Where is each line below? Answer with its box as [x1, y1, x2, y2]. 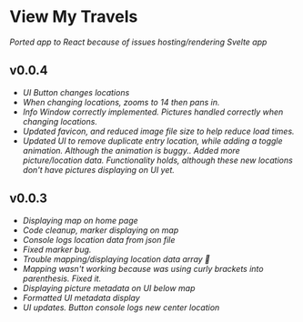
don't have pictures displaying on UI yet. [22, 164, 176, 175]
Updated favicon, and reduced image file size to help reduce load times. [22, 126, 295, 136]
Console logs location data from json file [22, 234, 176, 245]
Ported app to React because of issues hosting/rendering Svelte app [9, 36, 268, 47]
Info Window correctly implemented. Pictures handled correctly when [22, 106, 284, 117]
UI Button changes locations [22, 86, 130, 97]
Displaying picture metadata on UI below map [22, 282, 196, 293]
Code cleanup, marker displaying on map [22, 225, 179, 236]
